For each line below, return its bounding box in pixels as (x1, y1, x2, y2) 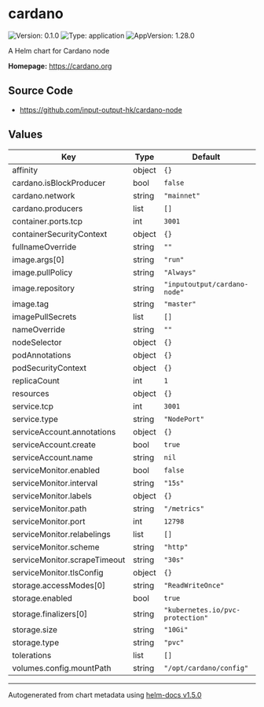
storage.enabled (12, 592, 73, 603)
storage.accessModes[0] (12, 579, 106, 590)
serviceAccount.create (12, 439, 96, 450)
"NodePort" (163, 414, 204, 424)
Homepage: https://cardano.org (8, 61, 112, 71)
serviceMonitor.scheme (12, 541, 100, 552)
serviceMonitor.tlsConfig (12, 567, 104, 578)
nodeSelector (12, 336, 62, 347)
